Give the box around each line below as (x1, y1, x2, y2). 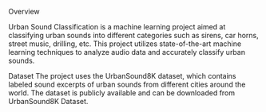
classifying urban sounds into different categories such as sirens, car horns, (8, 31, 260, 40)
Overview (8, 7, 40, 16)
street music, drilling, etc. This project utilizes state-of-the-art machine (8, 39, 242, 48)
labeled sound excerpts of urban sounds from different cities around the (8, 79, 246, 89)
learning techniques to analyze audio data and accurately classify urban (8, 48, 246, 56)
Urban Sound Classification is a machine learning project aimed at (8, 22, 226, 31)
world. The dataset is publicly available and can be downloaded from (8, 88, 236, 98)
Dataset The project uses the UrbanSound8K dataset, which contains (8, 71, 237, 80)
